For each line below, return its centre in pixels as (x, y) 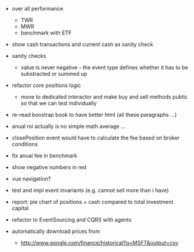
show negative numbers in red (49, 167)
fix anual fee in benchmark (44, 155)
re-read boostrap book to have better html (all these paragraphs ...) (94, 115)
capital (20, 208)
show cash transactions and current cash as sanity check (82, 44)
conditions (25, 144)
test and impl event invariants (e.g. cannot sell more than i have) (90, 190)
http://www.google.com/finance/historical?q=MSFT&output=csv (99, 243)
